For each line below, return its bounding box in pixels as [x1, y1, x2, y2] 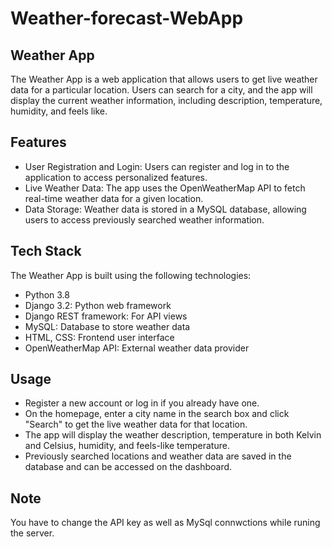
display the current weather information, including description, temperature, [10, 95, 323, 106]
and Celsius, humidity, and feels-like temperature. [24, 440, 230, 452]
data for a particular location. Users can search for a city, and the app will [10, 84, 313, 96]
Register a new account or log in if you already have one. [24, 397, 260, 409]
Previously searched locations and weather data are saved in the [24, 450, 292, 462]
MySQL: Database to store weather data [24, 320, 191, 332]
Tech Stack [10, 243, 82, 260]
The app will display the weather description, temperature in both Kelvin [24, 429, 322, 441]
